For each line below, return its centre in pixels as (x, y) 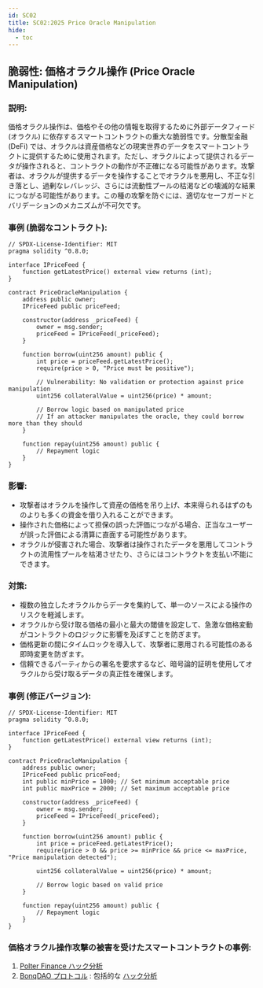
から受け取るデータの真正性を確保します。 (109, 673)
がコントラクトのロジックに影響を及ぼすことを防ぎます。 (112, 634)
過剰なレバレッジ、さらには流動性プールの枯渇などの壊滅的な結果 (149, 185)
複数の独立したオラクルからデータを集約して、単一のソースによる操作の (136, 605)
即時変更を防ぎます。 (54, 653)
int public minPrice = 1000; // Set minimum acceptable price (126, 782)
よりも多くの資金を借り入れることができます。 (102, 514)
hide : (17, 30)
